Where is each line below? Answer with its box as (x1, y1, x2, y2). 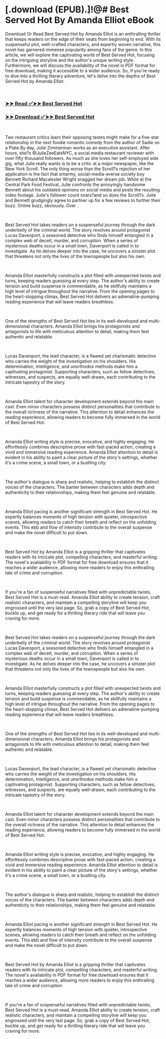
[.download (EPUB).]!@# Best (5, 4, 129, 15)
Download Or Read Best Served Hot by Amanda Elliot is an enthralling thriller (5, 31, 161, 37)
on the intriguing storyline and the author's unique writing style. (5, 57, 134, 63)
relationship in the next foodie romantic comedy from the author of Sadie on (5, 140, 160, 146)
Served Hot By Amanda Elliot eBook (5, 14, 154, 26)
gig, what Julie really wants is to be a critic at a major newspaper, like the (5, 160, 154, 167)
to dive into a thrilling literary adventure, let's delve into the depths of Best (5, 73, 156, 79)
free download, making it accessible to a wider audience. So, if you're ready (5, 67, 160, 73)
